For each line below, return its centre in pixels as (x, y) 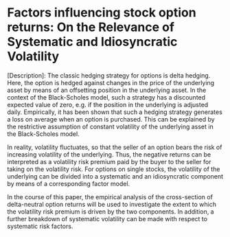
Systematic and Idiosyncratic (92, 42)
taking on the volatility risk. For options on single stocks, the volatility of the (114, 169)
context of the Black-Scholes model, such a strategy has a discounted (106, 97)
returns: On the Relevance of (91, 27)
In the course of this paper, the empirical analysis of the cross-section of (110, 196)
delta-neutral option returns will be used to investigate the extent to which (112, 204)
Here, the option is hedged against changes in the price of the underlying (111, 82)
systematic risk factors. (40, 226)
